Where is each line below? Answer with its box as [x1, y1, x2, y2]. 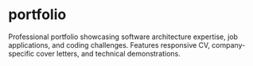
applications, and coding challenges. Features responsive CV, [8, 40, 211, 49]
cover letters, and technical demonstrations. [36, 49, 181, 58]
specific [8, 49, 35, 58]
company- [212, 40, 246, 49]
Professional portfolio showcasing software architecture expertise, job [8, 32, 239, 41]
